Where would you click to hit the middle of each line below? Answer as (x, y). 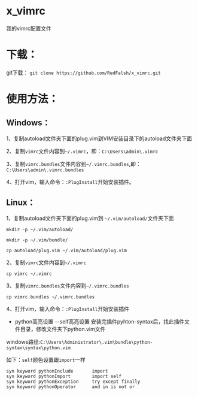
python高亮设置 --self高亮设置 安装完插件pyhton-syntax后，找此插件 (100, 321)
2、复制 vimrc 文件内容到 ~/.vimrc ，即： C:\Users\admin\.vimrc (82, 151)
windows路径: (23, 341)
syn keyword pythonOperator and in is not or (71, 387)
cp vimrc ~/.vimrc (29, 274)
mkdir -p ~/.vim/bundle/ (37, 240)
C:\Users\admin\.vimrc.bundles (45, 170)
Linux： (21, 203)
